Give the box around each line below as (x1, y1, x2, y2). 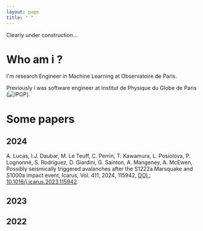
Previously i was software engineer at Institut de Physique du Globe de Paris (6, 84, 197, 92)
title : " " (6, 15, 34, 21)
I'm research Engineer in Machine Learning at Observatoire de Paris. (6, 72, 178, 80)
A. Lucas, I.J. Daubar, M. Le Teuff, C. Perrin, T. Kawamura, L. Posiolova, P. (6, 153, 191, 160)
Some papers (6, 112, 75, 126)
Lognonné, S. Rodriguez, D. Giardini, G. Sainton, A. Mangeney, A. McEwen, (6, 159, 193, 166)
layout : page (6, 9, 39, 15)
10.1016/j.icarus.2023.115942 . (6, 178, 79, 185)
